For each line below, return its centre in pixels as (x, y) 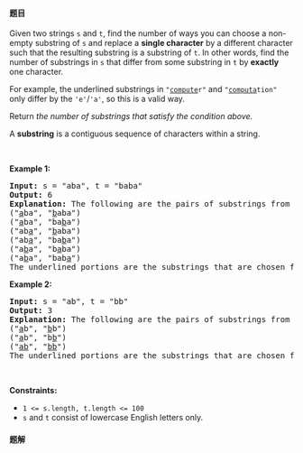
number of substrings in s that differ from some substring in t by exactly (144, 62)
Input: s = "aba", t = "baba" (76, 186)
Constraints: (33, 391)
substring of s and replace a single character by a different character (164, 43)
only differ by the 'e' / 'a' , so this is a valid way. (97, 99)
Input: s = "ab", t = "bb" (69, 302)
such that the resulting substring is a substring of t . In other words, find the (149, 52)
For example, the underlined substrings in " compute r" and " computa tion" (143, 89)
